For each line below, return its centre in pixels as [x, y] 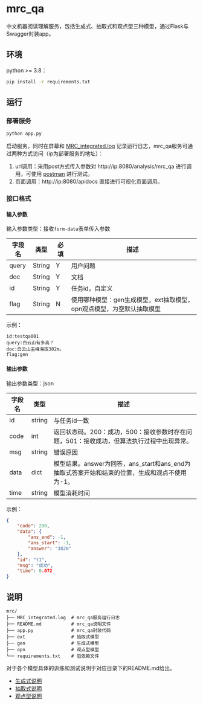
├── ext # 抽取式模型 [53, 637]
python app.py [24, 134]
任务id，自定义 [92, 289]
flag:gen [17, 355]
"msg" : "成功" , [35, 565]
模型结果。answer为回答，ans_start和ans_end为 [122, 463]
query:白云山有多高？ [30, 343]
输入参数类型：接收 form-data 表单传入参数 [58, 229]
